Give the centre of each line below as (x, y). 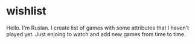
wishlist (26, 11)
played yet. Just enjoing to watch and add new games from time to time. (96, 34)
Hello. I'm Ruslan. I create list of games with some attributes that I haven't (97, 28)
